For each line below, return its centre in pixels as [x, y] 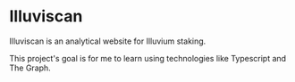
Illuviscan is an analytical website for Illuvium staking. [108, 41]
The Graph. [30, 68]
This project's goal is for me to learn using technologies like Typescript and [148, 58]
